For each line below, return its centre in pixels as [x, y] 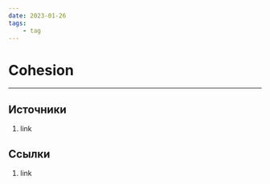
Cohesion [41, 70]
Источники [37, 109]
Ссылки [29, 154]
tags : [17, 23]
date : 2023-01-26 [37, 16]
